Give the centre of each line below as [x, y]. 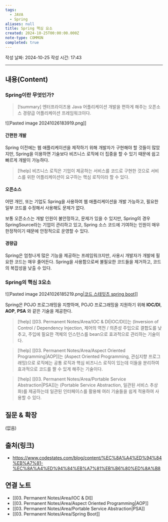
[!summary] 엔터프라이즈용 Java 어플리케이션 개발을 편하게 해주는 [82, 107]
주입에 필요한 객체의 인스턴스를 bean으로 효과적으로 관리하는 [87, 334]
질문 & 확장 [21, 415]
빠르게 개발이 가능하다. [27, 160]
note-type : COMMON [24, 38]
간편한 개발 [16, 136]
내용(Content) [27, 80]
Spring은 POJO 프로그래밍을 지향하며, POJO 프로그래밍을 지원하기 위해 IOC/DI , [83, 305]
